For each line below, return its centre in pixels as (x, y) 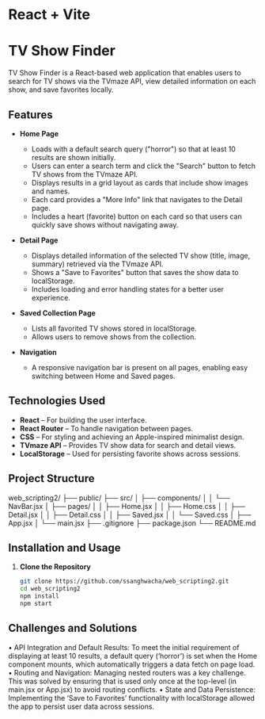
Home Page (39, 133)
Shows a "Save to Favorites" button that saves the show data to (135, 272)
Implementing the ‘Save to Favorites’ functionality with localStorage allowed (132, 698)
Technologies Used (57, 401)
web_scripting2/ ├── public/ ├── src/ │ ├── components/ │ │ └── (119, 498)
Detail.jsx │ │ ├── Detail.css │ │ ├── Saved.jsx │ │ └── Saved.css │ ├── (130, 514)
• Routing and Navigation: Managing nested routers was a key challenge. (127, 672)
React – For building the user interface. (83, 420)
